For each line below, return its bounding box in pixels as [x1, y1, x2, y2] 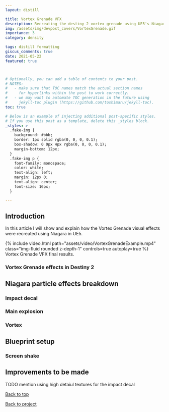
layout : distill [5, 7, 39, 13]
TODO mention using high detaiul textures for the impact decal [5, 381, 135, 387]
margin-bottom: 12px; [14, 146, 59, 151]
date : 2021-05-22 [5, 54, 42, 59]
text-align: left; [14, 170, 53, 175]
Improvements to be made [5, 368, 89, 377]
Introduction [5, 212, 45, 220]
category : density [5, 35, 44, 40]
